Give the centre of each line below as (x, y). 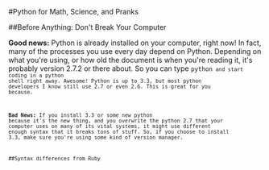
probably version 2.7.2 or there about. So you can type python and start (126, 68)
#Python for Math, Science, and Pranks (74, 12)
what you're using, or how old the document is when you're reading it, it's (130, 60)
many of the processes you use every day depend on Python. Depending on (135, 51)
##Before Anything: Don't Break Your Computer (87, 27)
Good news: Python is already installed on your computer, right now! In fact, (135, 43)
